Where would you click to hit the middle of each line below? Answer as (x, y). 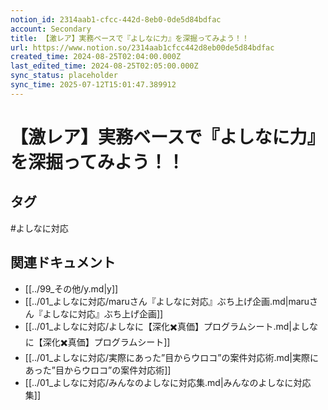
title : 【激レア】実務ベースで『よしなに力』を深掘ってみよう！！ (130, 38)
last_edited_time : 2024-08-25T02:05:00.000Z (104, 66)
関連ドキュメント (63, 262)
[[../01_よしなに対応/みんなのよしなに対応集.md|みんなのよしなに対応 (168, 382)
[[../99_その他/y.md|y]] (71, 288)
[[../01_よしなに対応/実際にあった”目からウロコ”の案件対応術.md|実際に (171, 357)
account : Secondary (51, 29)
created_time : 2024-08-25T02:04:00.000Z (96, 57)
